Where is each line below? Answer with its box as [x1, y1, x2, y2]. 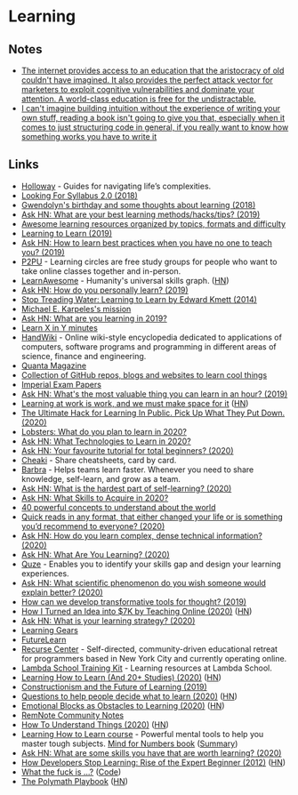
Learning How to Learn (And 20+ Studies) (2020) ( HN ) [20, 671, 221, 682]
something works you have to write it [20, 132, 157, 141]
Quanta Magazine [20, 360, 86, 371]
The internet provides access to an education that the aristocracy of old [20, 65, 285, 76]
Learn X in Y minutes [20, 322, 99, 333]
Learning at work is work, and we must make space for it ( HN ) [20, 397, 249, 408]
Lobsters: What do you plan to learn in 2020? [20, 426, 188, 437]
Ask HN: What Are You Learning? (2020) [20, 549, 170, 559]
